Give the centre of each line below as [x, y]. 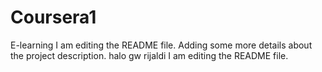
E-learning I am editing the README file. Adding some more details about [161, 45]
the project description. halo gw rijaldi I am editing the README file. [149, 55]
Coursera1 [53, 17]
